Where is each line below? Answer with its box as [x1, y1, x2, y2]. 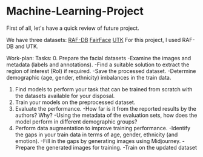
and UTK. [15, 43, 39, 50]
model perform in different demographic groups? [15, 117, 138, 125]
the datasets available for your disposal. [15, 92, 115, 99]
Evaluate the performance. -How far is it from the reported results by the [15, 105, 197, 112]
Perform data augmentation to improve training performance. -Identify [15, 124, 191, 131]
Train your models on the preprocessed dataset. [15, 99, 136, 106]
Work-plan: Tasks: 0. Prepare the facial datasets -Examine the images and [6, 54, 191, 61]
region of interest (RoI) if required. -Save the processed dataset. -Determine [6, 67, 196, 74]
